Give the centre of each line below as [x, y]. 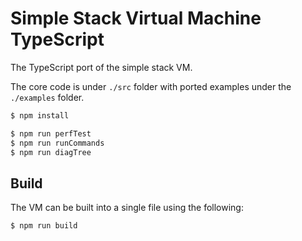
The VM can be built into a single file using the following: [127, 208]
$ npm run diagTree [51, 152]
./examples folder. [47, 97]
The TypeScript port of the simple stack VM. [101, 67]
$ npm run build [44, 226]
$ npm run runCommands [57, 143]
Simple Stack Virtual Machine [136, 18]
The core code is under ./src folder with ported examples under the [151, 86]
